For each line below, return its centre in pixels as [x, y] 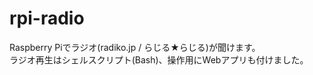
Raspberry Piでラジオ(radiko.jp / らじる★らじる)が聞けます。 [135, 47]
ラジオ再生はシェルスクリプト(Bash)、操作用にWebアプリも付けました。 [159, 59]
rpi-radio [47, 18]
